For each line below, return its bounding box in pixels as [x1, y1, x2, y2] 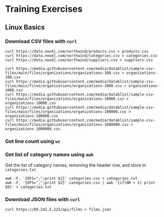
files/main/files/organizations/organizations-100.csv [5, 70, 120, 75]
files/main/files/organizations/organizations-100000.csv [5, 109, 127, 114]
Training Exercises [5, 3, 83, 15]
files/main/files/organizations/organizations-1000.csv [5, 83, 122, 88]
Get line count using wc [5, 138, 61, 145]
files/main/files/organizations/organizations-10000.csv [5, 96, 125, 101]
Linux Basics [5, 23, 45, 31]
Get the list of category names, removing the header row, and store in [5, 162, 146, 168]
